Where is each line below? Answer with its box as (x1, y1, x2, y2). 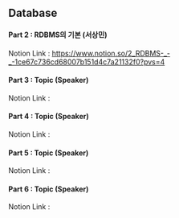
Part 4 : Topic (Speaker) (8, 112, 90, 121)
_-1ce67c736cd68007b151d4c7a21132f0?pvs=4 (8, 56, 165, 67)
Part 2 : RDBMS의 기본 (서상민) (8, 30, 108, 39)
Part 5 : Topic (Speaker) (8, 148, 89, 158)
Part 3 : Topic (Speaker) (8, 76, 89, 85)
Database (8, 6, 58, 20)
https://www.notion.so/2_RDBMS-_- (51, 48, 171, 58)
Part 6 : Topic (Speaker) (8, 184, 89, 194)
